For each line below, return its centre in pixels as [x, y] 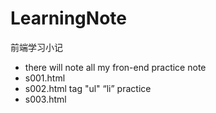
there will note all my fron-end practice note [115, 67]
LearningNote [68, 18]
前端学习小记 [36, 47]
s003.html [45, 99]
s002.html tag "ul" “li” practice [88, 88]
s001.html [45, 78]
